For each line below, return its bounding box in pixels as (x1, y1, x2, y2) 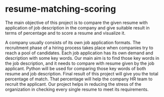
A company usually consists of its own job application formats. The (5, 39, 141, 45)
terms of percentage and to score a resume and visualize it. (5, 30, 126, 36)
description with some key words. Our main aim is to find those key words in (5, 55, 160, 61)
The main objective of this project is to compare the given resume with (5, 20, 148, 25)
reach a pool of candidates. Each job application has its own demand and (5, 50, 153, 56)
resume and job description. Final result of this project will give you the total (5, 71, 159, 76)
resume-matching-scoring (5, 3, 116, 15)
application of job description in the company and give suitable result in (5, 24, 150, 30)
